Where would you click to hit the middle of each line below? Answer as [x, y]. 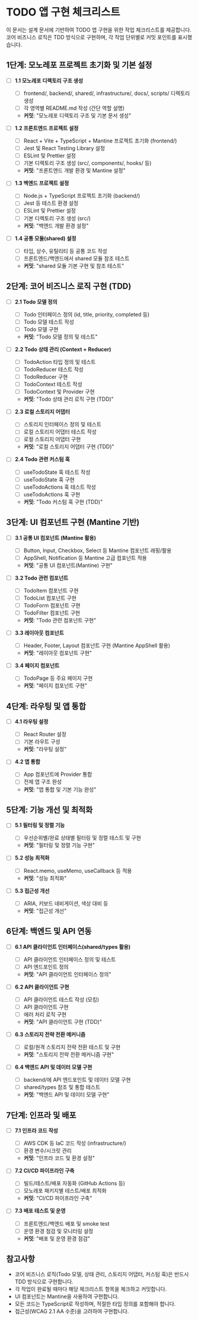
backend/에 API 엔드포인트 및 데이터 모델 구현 [77, 1080]
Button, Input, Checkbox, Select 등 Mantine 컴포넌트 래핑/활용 [98, 550]
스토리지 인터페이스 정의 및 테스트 [63, 425]
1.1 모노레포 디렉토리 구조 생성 [49, 80]
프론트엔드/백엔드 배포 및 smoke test [66, 1223]
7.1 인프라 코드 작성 [36, 1131]
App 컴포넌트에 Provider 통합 [58, 774]
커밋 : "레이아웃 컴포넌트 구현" [58, 653]
